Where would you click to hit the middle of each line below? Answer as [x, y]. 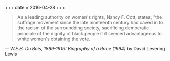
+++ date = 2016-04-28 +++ [35, 7]
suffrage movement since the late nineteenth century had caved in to [90, 23]
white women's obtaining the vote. [54, 39]
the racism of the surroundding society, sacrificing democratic [83, 28]
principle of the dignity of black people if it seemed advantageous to [89, 33]
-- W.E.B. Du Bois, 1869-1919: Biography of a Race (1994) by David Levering [85, 49]
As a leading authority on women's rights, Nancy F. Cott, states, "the [90, 17]
